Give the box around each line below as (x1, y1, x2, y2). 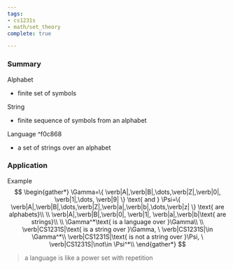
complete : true (7, 29, 52, 37)
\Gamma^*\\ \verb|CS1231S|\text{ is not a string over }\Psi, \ (31, 232, 204, 241)
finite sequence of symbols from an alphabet (17, 116, 147, 124)
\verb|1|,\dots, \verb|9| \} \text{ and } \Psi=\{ (54, 195, 181, 204)
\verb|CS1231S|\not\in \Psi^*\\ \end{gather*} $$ (48, 240, 187, 248)
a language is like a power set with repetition (24, 254, 153, 262)
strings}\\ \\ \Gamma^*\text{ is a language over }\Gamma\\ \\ (31, 217, 204, 225)
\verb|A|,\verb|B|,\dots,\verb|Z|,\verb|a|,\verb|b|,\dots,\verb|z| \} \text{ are (10, 202, 225, 211)
